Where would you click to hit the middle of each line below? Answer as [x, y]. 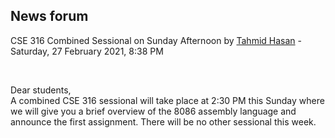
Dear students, [41, 90]
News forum [49, 16]
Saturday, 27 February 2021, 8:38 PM [87, 51]
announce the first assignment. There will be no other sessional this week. [163, 121]
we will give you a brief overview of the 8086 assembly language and [153, 111]
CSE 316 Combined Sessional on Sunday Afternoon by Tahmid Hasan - [156, 40]
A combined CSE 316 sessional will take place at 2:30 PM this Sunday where [167, 100]
